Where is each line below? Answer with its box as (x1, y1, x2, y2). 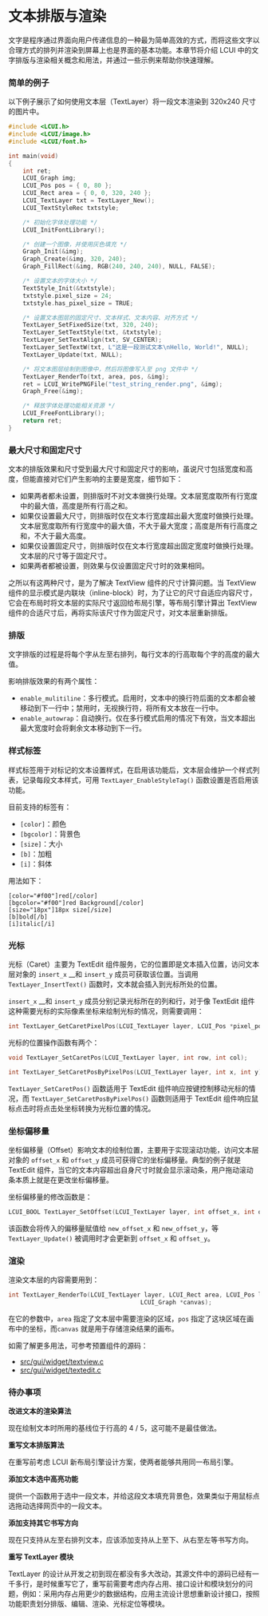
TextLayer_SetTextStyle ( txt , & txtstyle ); (22, 328, 162, 336)
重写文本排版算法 (8, 1440, 65, 1450)
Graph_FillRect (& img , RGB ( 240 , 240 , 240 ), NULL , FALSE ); (22, 263, 216, 271)
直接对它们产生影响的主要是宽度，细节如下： (35, 474, 183, 484)
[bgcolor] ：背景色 (19, 828, 81, 839)
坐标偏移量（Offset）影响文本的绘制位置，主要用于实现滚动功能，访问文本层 (8, 1145, 259, 1154)
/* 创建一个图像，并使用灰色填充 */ (22, 240, 128, 248)
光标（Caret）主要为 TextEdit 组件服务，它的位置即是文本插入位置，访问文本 (8, 959, 259, 969)
